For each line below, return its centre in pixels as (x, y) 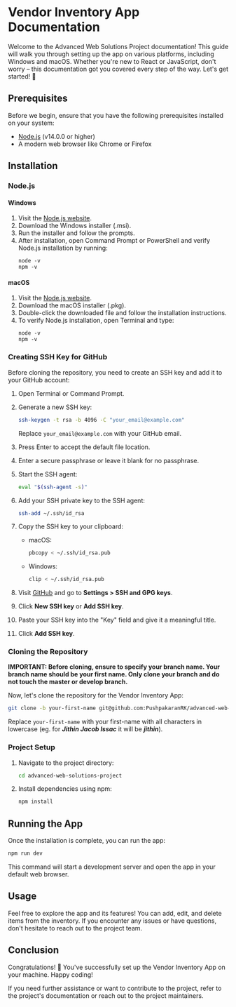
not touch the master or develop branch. (68, 682)
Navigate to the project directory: (66, 763)
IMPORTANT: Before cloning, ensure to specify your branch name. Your (114, 667)
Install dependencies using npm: (65, 789)
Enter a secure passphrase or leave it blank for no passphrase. (109, 460)
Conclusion (34, 951)
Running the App (46, 823)
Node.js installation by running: (63, 248)
